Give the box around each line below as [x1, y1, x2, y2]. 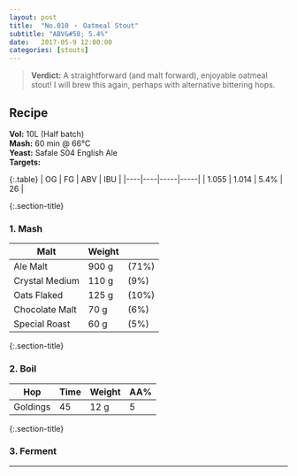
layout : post [9, 12, 57, 22]
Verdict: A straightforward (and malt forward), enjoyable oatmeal [30, 70, 268, 81]
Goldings [13, 400, 51, 412]
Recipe [9, 105, 49, 120]
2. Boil [9, 363, 37, 375]
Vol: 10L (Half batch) [9, 128, 85, 139]
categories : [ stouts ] [9, 46, 89, 55]
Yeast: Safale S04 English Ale [9, 147, 118, 157]
